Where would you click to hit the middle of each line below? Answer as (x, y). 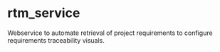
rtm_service (44, 13)
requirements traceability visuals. (56, 40)
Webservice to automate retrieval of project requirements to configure (110, 33)
